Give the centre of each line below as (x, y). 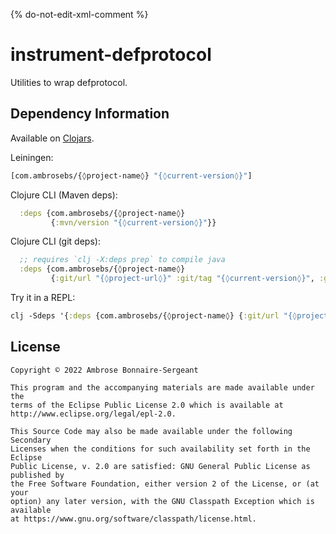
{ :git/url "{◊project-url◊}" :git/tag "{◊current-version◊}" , (182, 279)
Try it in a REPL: (43, 297)
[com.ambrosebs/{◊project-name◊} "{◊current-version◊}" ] (131, 175)
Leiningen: (32, 157)
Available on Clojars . (52, 138)
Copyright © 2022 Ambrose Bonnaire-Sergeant (104, 370)
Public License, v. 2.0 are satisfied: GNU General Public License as (160, 466)
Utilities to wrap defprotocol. (69, 82)
